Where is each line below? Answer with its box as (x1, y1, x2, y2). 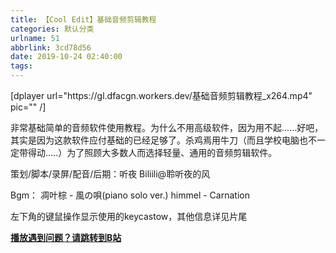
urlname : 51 (10, 33, 60, 43)
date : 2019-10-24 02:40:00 (10, 52, 123, 62)
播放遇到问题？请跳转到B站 (10, 232, 122, 243)
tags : (10, 61, 33, 71)
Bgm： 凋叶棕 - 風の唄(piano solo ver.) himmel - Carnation (10, 189, 250, 201)
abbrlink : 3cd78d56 (10, 42, 92, 53)
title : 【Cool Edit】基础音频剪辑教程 (10, 14, 157, 25)
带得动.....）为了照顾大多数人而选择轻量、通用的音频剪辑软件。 (18, 147, 278, 158)
